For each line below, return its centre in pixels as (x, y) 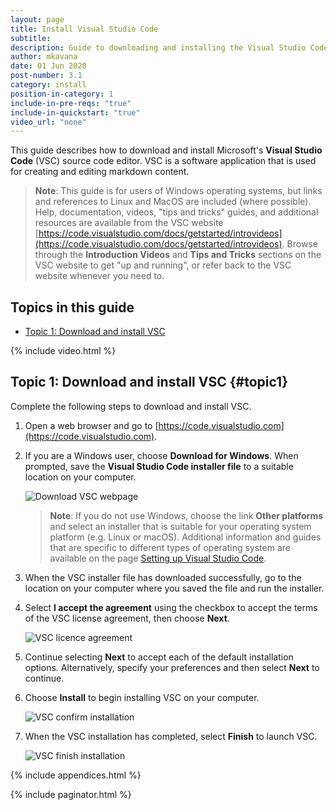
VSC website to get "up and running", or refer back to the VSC (163, 265)
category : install (48, 85)
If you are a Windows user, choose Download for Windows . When (161, 455)
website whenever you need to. (99, 276)
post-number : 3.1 (46, 76)
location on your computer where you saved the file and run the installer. (174, 588)
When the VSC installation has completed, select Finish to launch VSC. (171, 736)
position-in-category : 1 (62, 94)
